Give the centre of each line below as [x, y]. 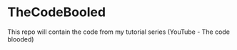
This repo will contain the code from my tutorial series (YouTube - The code [119, 32]
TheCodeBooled [56, 12]
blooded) [21, 39]
